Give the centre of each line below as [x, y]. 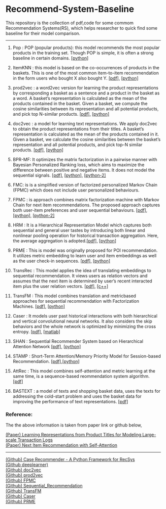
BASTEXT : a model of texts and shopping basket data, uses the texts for [86, 391]
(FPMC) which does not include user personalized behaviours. [76, 190]
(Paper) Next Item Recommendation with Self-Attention [62, 445]
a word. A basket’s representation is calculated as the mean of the [80, 98]
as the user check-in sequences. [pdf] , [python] [61, 261]
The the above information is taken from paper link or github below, [74, 425]
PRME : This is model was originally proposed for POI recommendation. [85, 250]
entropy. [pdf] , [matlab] [36, 331]
